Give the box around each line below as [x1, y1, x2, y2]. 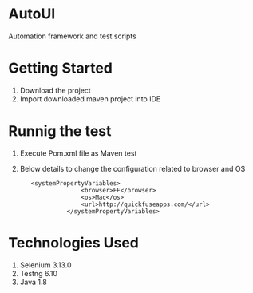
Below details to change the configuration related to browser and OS [19, 164, 246, 173]
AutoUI [8, 5, 56, 23]
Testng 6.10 [19, 268, 58, 278]
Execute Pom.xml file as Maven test [19, 148, 137, 158]
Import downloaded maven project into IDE [19, 93, 161, 104]
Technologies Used [8, 234, 140, 251]
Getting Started [8, 59, 113, 77]
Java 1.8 [19, 277, 48, 287]
